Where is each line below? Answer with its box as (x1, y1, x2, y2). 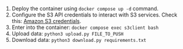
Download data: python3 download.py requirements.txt (11, 37, 147, 43)
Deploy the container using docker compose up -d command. (11, 5, 159, 12)
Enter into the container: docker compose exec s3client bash (11, 24, 159, 31)
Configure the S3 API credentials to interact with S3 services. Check (11, 11, 178, 18)
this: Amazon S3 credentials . (11, 18, 81, 24)
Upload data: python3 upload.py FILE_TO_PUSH (11, 30, 124, 37)
